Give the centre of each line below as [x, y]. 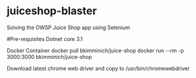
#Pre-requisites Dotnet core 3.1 [45, 39]
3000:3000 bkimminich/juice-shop [50, 57]
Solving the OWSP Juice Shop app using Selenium [68, 27]
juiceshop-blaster [52, 11]
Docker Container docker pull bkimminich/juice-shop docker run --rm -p [95, 50]
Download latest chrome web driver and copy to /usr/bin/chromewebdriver [98, 68]
